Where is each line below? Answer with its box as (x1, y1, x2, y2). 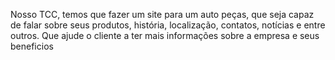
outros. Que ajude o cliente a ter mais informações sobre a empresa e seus (10, 30, 320, 41)
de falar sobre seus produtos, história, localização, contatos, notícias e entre (10, 19, 326, 31)
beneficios (10, 40, 54, 52)
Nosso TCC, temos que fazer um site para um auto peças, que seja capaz (10, 9, 315, 20)
